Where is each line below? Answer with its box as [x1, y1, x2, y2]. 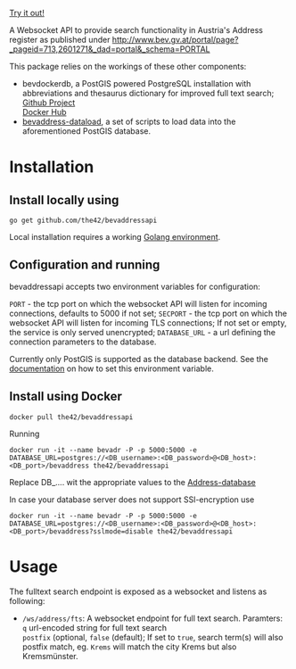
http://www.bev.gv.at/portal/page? [111, 35, 239, 45]
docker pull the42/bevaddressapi [9, 412, 134, 422]
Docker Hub [21, 107, 67, 117]
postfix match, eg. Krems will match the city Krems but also [21, 641, 237, 652]
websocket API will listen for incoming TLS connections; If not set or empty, [9, 317, 287, 328]
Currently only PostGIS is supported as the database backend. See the [9, 353, 269, 364]
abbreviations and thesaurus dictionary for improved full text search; [21, 88, 275, 98]
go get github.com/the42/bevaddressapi [9, 216, 158, 225]
